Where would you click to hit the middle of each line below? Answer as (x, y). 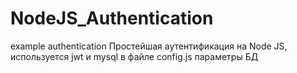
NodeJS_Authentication (112, 18)
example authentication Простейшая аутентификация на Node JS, (149, 46)
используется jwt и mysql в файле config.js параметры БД (134, 56)
